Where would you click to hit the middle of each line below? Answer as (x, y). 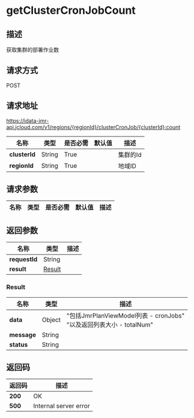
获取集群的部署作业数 (32, 50)
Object (51, 319)
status (19, 345)
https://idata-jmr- (28, 120)
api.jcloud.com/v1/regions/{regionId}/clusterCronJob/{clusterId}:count (93, 127)
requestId (23, 259)
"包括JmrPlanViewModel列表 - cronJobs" (126, 315)
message (23, 334)
